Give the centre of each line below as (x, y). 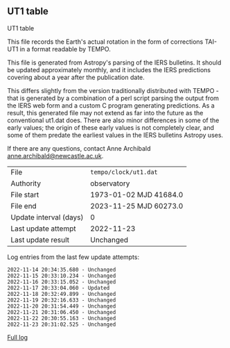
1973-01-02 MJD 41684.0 (136, 194)
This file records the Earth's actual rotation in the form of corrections (105, 42)
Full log (18, 337)
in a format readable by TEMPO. (65, 49)
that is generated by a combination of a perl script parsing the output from (113, 98)
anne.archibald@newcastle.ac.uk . (55, 156)
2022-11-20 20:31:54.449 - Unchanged (62, 306)
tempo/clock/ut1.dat (124, 172)
